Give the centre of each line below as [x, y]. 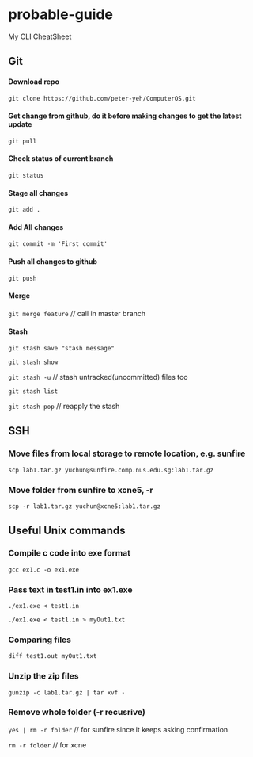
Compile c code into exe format [69, 553]
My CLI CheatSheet [40, 36]
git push [23, 278]
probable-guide [60, 15]
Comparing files [40, 640]
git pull [23, 141]
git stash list [33, 391]
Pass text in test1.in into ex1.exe [70, 590]
